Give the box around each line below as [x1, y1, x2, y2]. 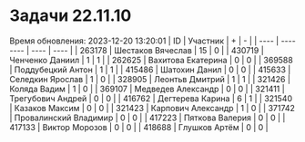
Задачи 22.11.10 [9, 5, 132, 26]
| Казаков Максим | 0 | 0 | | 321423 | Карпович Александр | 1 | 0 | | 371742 [9, 102, 296, 113]
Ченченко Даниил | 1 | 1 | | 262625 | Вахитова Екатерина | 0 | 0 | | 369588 [9, 54, 293, 65]
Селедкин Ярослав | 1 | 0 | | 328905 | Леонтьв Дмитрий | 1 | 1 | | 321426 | [9, 73, 291, 84]
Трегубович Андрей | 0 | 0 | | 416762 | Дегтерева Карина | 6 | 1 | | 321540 [9, 92, 293, 104]
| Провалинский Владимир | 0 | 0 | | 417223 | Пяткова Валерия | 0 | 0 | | [9, 112, 286, 123]
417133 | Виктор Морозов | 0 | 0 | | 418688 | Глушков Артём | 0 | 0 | [9, 121, 269, 132]
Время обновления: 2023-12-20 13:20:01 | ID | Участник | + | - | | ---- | [9, 35, 280, 46]
